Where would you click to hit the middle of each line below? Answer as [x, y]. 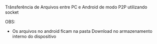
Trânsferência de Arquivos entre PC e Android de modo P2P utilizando [76, 7]
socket [12, 12]
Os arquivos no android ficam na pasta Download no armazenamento [82, 31]
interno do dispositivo [34, 36]
